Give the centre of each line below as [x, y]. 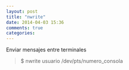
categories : [21, 33]
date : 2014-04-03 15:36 [35, 22]
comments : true [25, 28]
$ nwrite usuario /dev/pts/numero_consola [72, 61]
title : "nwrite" [26, 17]
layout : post [22, 11]
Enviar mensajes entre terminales [46, 50]
